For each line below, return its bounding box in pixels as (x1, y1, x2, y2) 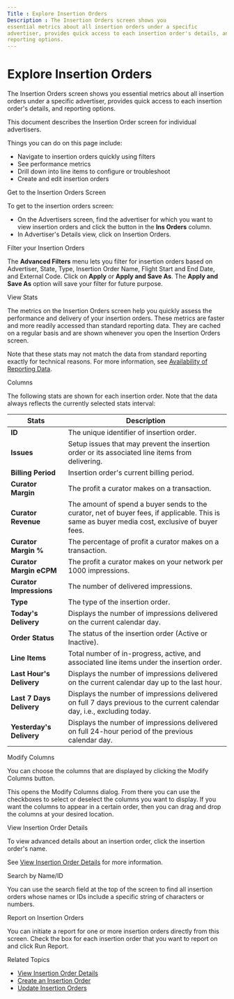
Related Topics (7, 956, 50, 964)
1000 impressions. (68, 566, 130, 575)
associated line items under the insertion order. (68, 658, 222, 668)
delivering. (68, 457, 103, 466)
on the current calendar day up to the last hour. (68, 677, 222, 687)
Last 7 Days (10, 693, 51, 703)
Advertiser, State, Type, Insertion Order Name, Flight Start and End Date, (7, 265, 215, 273)
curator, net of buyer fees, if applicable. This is (68, 508, 221, 518)
